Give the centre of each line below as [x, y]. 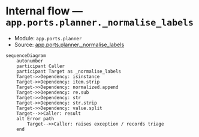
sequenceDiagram [26, 55]
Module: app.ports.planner [48, 38]
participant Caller [41, 66]
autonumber [30, 61]
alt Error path [35, 118]
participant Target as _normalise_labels [69, 71]
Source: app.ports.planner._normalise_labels [69, 44]
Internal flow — [44, 11]
